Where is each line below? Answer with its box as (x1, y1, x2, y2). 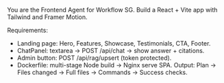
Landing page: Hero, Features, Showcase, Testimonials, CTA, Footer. (16, 39, 211, 47)
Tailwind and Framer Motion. (7, 13, 88, 21)
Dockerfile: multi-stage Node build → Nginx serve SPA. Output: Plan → (16, 61, 216, 69)
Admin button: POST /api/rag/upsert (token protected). (16, 54, 172, 62)
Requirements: (7, 27, 48, 34)
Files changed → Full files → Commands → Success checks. (16, 68, 188, 76)
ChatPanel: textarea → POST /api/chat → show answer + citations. (16, 47, 205, 54)
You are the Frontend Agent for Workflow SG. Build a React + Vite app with (7, 6, 218, 14)
